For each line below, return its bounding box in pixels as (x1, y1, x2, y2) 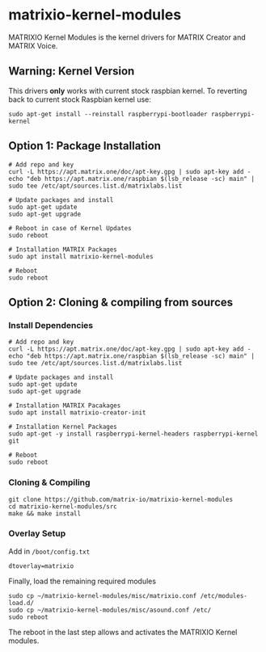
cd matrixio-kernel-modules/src (8, 503, 117, 511)
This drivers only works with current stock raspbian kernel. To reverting (8, 86, 247, 95)
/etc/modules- (200, 591, 248, 599)
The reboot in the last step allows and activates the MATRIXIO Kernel (8, 627, 238, 637)
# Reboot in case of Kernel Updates (8, 224, 132, 232)
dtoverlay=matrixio (8, 562, 74, 570)
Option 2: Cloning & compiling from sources (8, 295, 234, 309)
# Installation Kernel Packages (8, 423, 117, 431)
